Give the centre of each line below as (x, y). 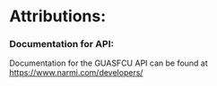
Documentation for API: (62, 44)
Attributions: (58, 16)
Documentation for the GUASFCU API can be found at (108, 63)
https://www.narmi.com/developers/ (76, 73)
